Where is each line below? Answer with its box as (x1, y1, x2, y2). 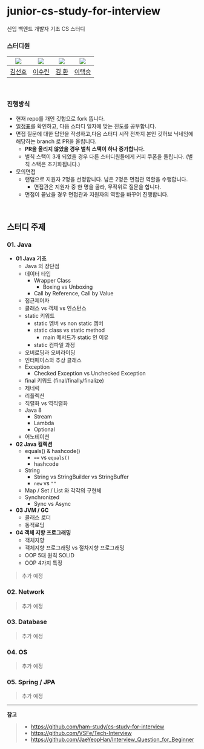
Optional (33, 426, 55, 433)
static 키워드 (24, 312, 55, 320)
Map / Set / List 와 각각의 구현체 (24, 487, 102, 494)
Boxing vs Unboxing (42, 283, 93, 291)
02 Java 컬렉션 (15, 441, 53, 448)
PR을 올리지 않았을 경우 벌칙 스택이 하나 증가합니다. (24, 145, 145, 152)
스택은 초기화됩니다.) (31, 160, 81, 167)
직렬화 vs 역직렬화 (24, 400, 68, 407)
